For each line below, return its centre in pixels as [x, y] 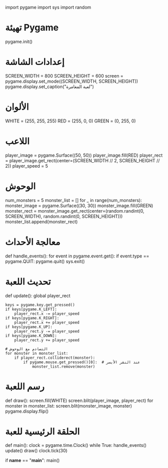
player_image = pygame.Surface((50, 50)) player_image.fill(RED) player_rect [84, 155]
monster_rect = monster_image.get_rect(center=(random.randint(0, [75, 211]
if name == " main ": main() [33, 460]
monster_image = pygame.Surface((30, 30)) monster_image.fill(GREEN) [79, 206]
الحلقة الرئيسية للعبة [43, 431]
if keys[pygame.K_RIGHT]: [32, 318]
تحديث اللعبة [28, 281]
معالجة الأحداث [33, 242]
